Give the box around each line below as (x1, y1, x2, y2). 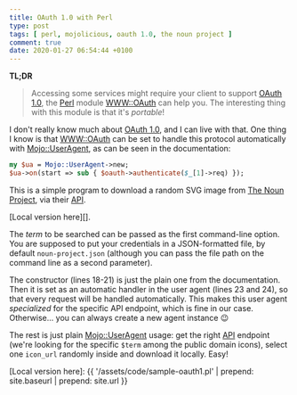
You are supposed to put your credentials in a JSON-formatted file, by (9, 238, 266, 249)
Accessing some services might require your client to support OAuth (30, 88, 283, 99)
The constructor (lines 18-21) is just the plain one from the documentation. (9, 274, 281, 285)
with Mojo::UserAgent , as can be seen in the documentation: (9, 144, 231, 154)
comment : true (9, 37, 62, 47)
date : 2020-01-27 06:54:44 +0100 (9, 46, 133, 55)
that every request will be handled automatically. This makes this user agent (9, 293, 287, 304)
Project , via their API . (9, 193, 86, 205)
